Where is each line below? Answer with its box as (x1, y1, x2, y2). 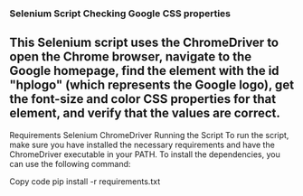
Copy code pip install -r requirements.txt (9, 175, 161, 187)
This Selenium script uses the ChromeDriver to (9, 35, 279, 51)
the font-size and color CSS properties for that (9, 91, 277, 107)
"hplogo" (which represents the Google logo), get (9, 78, 295, 93)
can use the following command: (9, 158, 131, 169)
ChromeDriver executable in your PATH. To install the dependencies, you (9, 148, 280, 160)
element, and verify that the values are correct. (9, 106, 280, 121)
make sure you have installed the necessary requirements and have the (9, 139, 276, 150)
